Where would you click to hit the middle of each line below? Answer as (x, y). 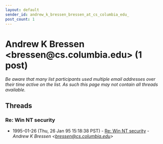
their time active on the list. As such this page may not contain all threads (82, 85)
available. (16, 90)
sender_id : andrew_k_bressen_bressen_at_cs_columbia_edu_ (67, 15)
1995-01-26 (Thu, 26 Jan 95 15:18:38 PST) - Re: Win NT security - (81, 131)
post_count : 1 (20, 19)
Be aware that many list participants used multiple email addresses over (80, 79)
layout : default (22, 10)
